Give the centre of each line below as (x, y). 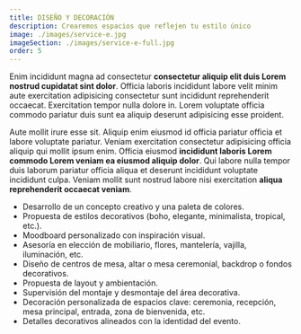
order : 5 (26, 51)
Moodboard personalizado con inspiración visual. (114, 235)
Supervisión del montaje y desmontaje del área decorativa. (131, 293)
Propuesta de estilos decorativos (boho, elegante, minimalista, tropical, (154, 216)
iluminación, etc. (53, 255)
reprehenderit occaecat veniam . (71, 189)
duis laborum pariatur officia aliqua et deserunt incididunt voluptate (134, 171)
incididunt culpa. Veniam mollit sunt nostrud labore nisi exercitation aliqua (146, 180)
